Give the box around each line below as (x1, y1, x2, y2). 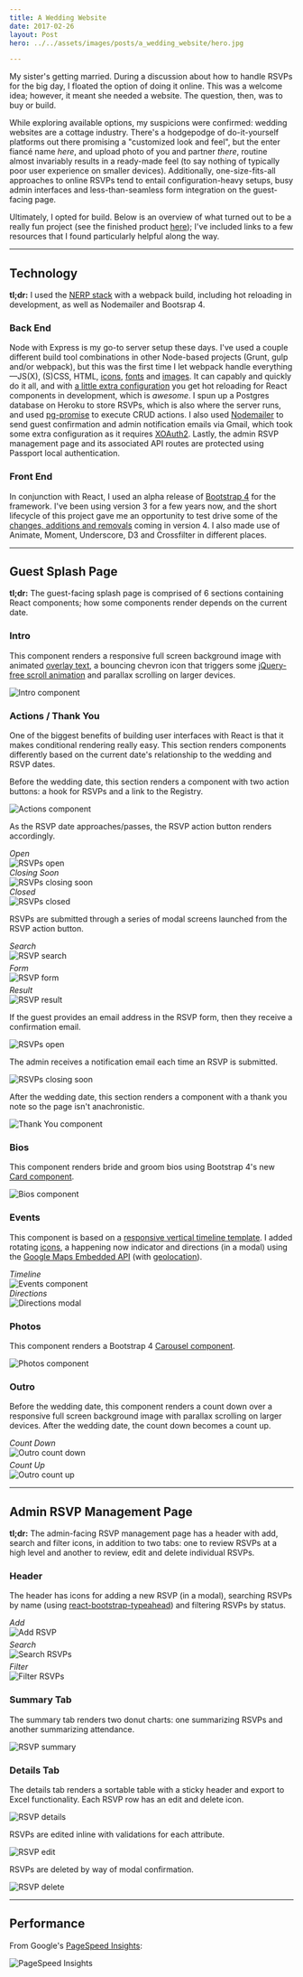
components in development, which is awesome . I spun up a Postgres (9, 390, 270, 401)
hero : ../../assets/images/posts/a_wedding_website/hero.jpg (9, 38, 244, 48)
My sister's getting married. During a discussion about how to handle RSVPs (9, 71, 293, 82)
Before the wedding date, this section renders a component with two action (9, 776, 289, 787)
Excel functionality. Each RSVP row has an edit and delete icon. (9, 1794, 244, 1804)
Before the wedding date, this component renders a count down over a (9, 1401, 273, 1412)
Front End (9, 471, 53, 483)
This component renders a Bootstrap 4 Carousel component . (9, 1340, 236, 1351)
